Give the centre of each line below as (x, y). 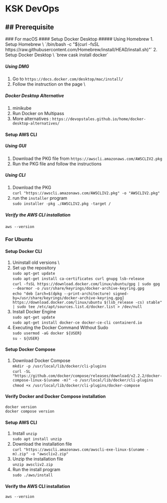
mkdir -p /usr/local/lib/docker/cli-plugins (59, 366)
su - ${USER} (26, 338)
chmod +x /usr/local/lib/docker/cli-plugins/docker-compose (76, 385)
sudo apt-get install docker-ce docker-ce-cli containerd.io (77, 322)
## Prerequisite (30, 27)
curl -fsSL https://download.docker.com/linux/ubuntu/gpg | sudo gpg (86, 284)
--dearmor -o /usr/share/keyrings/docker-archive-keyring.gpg (78, 288)
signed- (121, 294)
